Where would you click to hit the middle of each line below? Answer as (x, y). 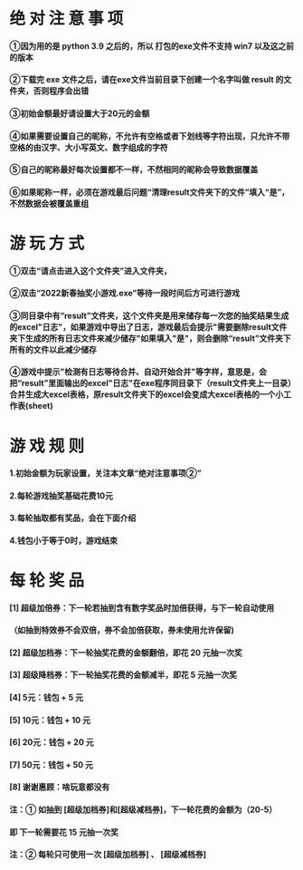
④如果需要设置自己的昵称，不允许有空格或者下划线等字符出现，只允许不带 (150, 136)
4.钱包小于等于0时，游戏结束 (64, 540)
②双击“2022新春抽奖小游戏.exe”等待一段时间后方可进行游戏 (124, 293)
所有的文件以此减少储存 (53, 349)
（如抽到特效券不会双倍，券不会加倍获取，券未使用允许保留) (122, 630)
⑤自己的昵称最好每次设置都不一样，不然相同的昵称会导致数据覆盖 (134, 169)
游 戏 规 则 (47, 446)
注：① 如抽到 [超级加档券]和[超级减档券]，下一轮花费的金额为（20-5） (143, 809)
